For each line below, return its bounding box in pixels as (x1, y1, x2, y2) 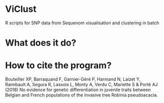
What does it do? (5, 37, 77, 49)
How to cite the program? (5, 60, 112, 71)
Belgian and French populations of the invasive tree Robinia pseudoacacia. (5, 92, 158, 98)
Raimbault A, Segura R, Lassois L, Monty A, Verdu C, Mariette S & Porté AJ (5, 82, 158, 88)
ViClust (5, 3, 37, 15)
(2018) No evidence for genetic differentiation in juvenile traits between (5, 87, 151, 93)
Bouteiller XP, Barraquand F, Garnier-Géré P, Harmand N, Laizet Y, (5, 76, 141, 82)
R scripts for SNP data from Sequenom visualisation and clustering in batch (5, 20, 160, 26)
